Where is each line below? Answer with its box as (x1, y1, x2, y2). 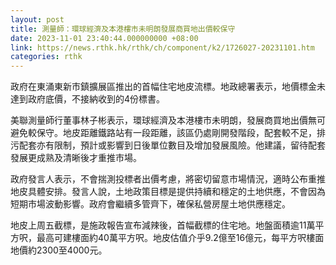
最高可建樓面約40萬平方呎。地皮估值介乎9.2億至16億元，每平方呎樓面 (36, 232, 325, 244)
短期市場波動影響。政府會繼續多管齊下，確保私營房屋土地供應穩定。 (10, 198, 291, 210)
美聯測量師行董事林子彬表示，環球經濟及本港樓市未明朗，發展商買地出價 (10, 114, 308, 126)
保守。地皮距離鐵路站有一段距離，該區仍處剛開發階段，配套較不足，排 (36, 127, 326, 139)
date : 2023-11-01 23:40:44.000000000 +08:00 (10, 33, 199, 43)
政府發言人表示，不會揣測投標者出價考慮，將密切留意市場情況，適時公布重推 (10, 173, 326, 185)
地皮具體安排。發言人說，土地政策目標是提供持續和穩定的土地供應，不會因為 (10, 186, 326, 198)
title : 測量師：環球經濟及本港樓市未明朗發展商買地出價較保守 (10, 24, 236, 34)
